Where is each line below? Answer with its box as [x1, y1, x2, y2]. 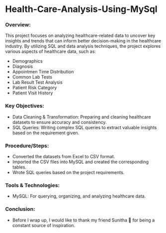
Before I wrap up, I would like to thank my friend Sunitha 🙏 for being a [12, 217, 155, 223]
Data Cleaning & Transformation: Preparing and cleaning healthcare [12, 114, 151, 120]
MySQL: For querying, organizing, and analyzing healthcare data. [12, 193, 146, 199]
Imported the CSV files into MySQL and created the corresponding [12, 159, 149, 165]
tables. [12, 164, 26, 170]
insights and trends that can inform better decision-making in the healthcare [5, 38, 162, 44]
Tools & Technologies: [5, 182, 60, 189]
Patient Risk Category [12, 85, 57, 91]
